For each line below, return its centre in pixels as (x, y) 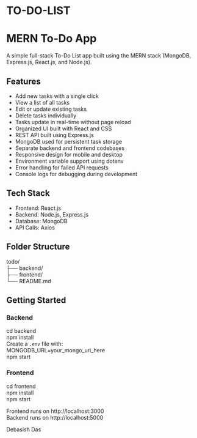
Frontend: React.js (38, 208)
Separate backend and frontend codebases (70, 148)
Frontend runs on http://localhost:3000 (55, 411)
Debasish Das (24, 429)
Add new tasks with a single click (57, 96)
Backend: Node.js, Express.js (52, 214)
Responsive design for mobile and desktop (69, 154)
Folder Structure (38, 247)
